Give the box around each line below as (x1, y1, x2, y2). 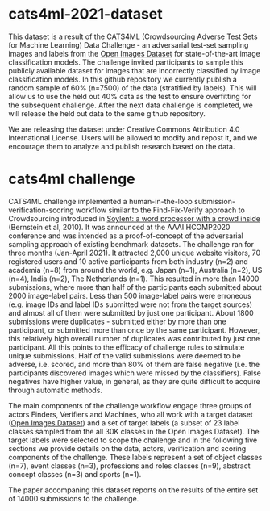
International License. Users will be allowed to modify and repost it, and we (8, 132, 258, 142)
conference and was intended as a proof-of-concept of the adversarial (8, 231, 243, 241)
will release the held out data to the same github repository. (8, 108, 206, 118)
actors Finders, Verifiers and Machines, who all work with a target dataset (8, 409, 254, 419)
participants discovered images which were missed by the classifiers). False (8, 368, 262, 378)
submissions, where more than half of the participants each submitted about (8, 282, 262, 291)
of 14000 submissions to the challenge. (8, 493, 139, 503)
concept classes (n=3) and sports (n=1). (8, 469, 142, 479)
